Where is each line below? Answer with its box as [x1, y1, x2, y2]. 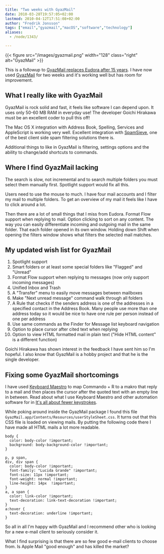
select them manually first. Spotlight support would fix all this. [5, 181, 130, 187]
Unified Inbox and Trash [12, 285, 61, 291]
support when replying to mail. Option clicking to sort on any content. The [5, 216, 154, 222]
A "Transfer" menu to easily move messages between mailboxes [12, 290, 143, 296]
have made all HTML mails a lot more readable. [5, 424, 100, 430]
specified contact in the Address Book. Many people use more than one [12, 306, 158, 311]
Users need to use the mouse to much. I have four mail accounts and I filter [5, 191, 157, 197]
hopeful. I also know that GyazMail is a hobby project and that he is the [5, 352, 148, 357]
